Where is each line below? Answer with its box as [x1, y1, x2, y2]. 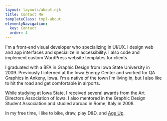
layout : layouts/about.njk [5, 7, 61, 12]
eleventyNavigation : [5, 21, 48, 26]
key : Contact [9, 26, 37, 31]
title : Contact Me [5, 12, 43, 17]
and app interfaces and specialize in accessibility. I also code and [5, 49, 140, 55]
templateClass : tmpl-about [5, 16, 61, 21]
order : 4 [9, 30, 28, 35]
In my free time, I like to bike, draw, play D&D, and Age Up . [5, 110, 125, 116]
